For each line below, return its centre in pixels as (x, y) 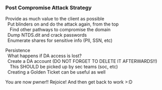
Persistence (18, 51)
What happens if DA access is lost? (44, 56)
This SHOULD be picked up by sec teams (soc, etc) (64, 67)
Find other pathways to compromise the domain (60, 30)
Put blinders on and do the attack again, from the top (63, 24)
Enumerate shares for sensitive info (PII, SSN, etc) (60, 40)
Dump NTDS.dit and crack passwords (47, 35)
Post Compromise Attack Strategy (49, 8)
